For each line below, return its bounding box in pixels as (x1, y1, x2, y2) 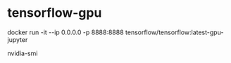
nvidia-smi (7, 49, 38, 57)
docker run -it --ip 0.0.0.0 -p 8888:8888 (7, 28, 125, 36)
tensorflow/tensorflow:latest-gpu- (125, 28, 224, 36)
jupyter (7, 35, 28, 43)
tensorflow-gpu (7, 5, 102, 21)
